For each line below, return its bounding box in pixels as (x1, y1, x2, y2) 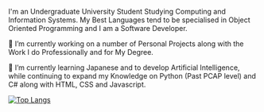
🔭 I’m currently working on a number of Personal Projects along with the (8, 39, 244, 48)
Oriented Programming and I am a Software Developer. (8, 24, 188, 33)
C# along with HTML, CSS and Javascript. (8, 79, 146, 89)
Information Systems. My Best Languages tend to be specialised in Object (8, 15, 250, 25)
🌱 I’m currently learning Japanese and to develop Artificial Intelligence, (8, 63, 240, 72)
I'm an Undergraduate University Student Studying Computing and (8, 7, 227, 16)
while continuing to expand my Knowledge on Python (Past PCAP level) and (8, 71, 257, 80)
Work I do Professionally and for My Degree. (8, 48, 153, 56)
